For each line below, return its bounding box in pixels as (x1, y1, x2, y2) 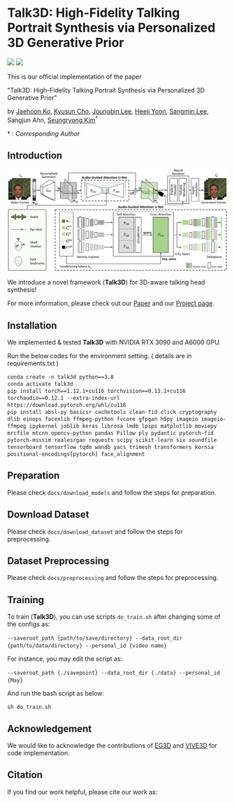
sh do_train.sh (7, 703, 52, 711)
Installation (7, 319, 57, 331)
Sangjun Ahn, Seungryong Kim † (7, 114, 98, 124)
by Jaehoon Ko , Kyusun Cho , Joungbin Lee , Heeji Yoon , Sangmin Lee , (7, 107, 210, 115)
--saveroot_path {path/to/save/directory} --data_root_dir (7, 635, 183, 642)
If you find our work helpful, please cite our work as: (7, 788, 158, 796)
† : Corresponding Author (7, 129, 80, 137)
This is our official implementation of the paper (7, 72, 142, 81)
